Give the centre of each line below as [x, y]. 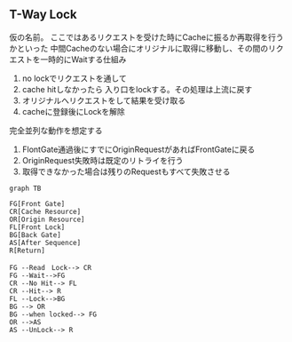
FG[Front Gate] [37, 203]
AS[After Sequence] [45, 243]
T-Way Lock [43, 15]
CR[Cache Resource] [45, 211]
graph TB [25, 188]
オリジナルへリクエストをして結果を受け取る [104, 100]
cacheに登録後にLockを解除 [74, 111]
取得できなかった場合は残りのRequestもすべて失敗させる [126, 171]
